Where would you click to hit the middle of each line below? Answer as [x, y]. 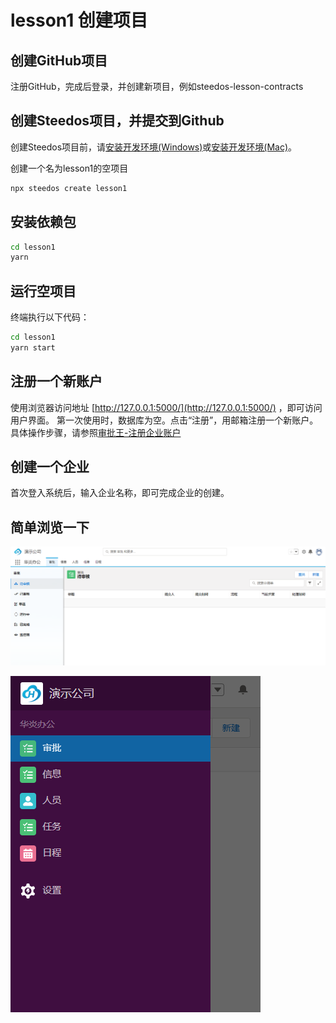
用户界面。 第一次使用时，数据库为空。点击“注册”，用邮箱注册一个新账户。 [164, 420]
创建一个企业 [50, 467]
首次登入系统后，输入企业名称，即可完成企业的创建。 [120, 493]
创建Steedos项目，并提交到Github [117, 121]
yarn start [33, 347]
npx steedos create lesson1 [69, 188]
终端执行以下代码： [50, 317]
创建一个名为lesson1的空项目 [69, 168]
